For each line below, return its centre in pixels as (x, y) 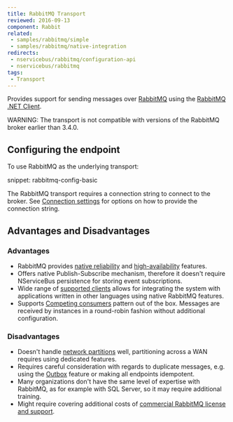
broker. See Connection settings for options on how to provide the (103, 202)
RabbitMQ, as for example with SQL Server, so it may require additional (119, 389)
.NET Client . (24, 107)
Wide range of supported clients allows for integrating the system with (119, 288)
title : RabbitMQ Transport (47, 14)
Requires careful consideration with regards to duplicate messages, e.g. (121, 367)
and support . (36, 411)
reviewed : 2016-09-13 (39, 20)
